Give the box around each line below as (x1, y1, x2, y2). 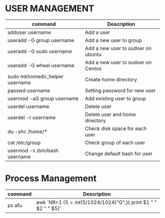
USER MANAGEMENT (5, 3, 95, 14)
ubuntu (85, 51, 102, 58)
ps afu (7, 202, 22, 209)
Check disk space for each (85, 125, 147, 132)
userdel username (7, 103, 50, 110)
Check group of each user (85, 139, 146, 146)
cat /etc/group (7, 139, 41, 146)
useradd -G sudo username (7, 48, 72, 54)
